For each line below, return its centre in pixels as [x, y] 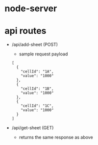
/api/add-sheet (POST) [35, 45]
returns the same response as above [56, 137]
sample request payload [43, 54]
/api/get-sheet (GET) [33, 128]
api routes [25, 31]
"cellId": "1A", [37, 72]
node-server [31, 9]
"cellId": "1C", [37, 106]
